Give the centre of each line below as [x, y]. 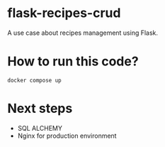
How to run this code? [73, 61]
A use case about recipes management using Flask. [82, 33]
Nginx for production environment [67, 136]
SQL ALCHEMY [40, 128]
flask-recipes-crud [64, 13]
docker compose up [34, 80]
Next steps [40, 109]
